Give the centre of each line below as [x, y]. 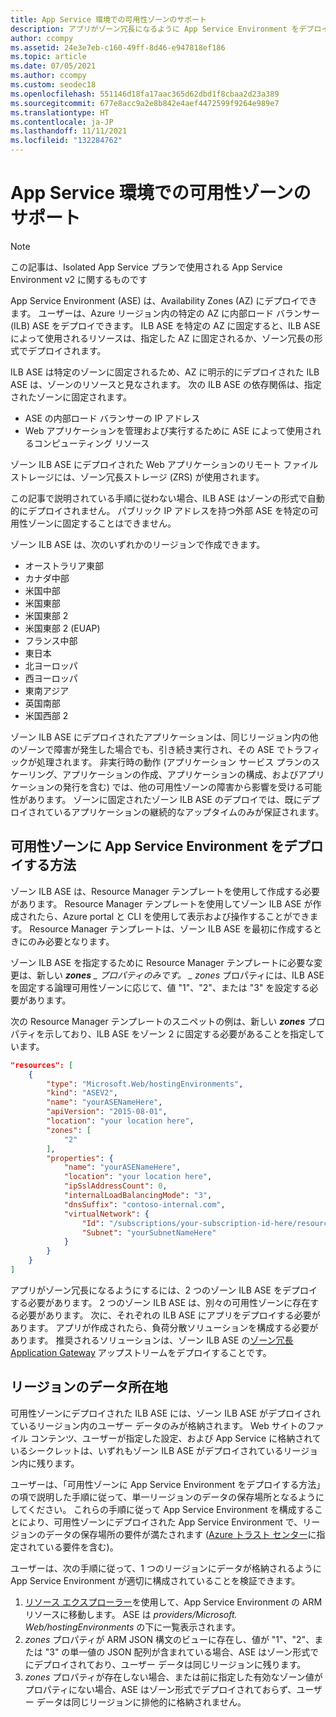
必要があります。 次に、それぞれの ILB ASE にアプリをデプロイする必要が [169, 1315]
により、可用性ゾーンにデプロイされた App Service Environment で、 [160, 1522]
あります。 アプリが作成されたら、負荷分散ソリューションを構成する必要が [164, 1327]
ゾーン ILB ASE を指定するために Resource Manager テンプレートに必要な [162, 962]
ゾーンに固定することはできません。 [102, 523]
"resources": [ [42, 1065]
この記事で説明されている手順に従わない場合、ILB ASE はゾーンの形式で [159, 498]
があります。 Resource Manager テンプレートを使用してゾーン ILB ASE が [161, 903]
